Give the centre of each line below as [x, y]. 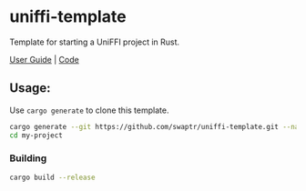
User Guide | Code [44, 59]
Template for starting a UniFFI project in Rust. [95, 42]
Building [28, 158]
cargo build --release [52, 177]
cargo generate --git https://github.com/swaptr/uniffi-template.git [144, 126]
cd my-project [36, 135]
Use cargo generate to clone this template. [89, 110]
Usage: [31, 88]
